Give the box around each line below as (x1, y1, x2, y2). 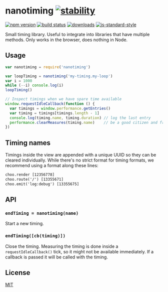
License (5, 268, 30, 277)
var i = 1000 (5, 78, 32, 83)
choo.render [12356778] (5, 172, 55, 178)
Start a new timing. (5, 221, 44, 227)
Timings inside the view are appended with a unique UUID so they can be (5, 152, 156, 158)
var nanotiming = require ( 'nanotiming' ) (5, 64, 91, 70)
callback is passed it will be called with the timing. (5, 254, 108, 260)
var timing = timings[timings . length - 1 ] (9, 110, 99, 115)
